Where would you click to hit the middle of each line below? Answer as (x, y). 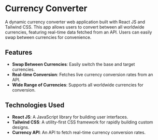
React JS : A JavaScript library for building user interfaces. (70, 117)
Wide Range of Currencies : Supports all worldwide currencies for (78, 85)
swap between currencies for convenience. (48, 37)
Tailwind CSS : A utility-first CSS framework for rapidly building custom (82, 122)
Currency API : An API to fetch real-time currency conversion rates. (79, 132)
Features (19, 53)
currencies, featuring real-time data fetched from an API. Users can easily (79, 32)
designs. (21, 127)
